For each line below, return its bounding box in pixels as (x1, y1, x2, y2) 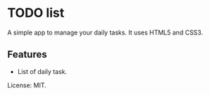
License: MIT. (7, 81, 47, 89)
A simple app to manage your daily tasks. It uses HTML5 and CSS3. (7, 28, 203, 37)
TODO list (7, 5, 65, 21)
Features (7, 49, 47, 61)
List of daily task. (17, 67, 68, 75)
